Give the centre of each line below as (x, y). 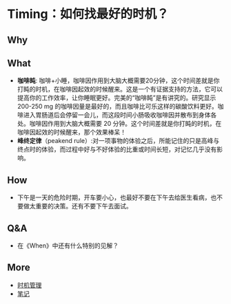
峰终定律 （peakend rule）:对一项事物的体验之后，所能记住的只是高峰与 (118, 141)
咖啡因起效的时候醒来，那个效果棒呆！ (71, 132)
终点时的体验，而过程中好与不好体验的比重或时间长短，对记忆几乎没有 (117, 149)
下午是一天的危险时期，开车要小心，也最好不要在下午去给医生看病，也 (117, 197)
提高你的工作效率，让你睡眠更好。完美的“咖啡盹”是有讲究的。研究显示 (117, 98)
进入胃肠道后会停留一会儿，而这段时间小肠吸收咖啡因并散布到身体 (117, 115)
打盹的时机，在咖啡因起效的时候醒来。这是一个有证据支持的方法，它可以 (120, 89)
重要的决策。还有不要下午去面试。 (84, 206)
